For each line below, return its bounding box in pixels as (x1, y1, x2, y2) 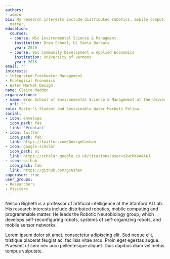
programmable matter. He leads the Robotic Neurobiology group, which (5, 211, 154, 217)
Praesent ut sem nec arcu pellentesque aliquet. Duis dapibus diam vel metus (5, 242, 165, 248)
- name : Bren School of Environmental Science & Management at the (5, 97, 151, 102)
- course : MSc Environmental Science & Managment (10, 36, 116, 41)
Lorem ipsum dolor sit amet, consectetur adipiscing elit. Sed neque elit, (5, 232, 153, 238)
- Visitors (5, 187, 28, 192)
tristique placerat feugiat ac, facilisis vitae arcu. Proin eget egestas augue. (5, 237, 160, 243)
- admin (5, 12, 22, 17)
